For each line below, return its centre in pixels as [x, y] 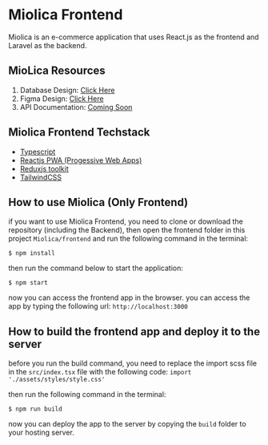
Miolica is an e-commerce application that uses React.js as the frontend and [134, 37]
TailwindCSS [41, 177]
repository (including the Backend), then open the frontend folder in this [127, 230]
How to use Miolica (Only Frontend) [98, 202]
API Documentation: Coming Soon [76, 107]
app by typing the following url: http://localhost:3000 [98, 306]
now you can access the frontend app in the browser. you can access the [129, 297]
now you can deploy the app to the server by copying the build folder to [127, 424]
